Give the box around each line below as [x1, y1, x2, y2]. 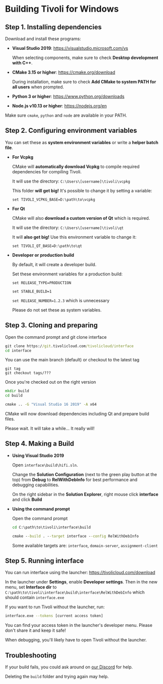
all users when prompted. [12, 84, 64, 90]
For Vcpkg [12, 154, 34, 160]
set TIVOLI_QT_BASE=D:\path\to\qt [12, 243, 82, 249]
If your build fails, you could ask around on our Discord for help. [5, 664, 133, 670]
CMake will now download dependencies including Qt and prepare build [5, 411, 149, 416]
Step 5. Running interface [5, 557, 84, 565]
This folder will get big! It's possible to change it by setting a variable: [12, 187, 152, 193]
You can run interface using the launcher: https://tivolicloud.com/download [5, 570, 156, 576]
